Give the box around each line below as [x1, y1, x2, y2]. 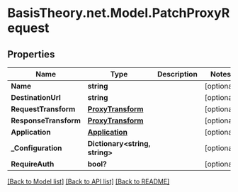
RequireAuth [11, 159, 55, 169]
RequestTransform [11, 104, 76, 114]
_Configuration [11, 143, 62, 153]
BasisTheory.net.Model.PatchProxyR [7, 5, 230, 21]
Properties [7, 48, 55, 60]
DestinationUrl [11, 93, 62, 102]
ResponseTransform [11, 115, 81, 125]
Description [157, 69, 198, 79]
